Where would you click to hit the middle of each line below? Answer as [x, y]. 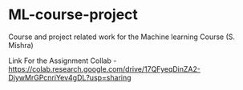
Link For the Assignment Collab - [63, 61]
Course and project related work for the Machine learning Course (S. [121, 37]
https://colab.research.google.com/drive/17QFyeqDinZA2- [104, 68]
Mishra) [21, 45]
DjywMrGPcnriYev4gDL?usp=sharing [70, 77]
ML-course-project [73, 15]
